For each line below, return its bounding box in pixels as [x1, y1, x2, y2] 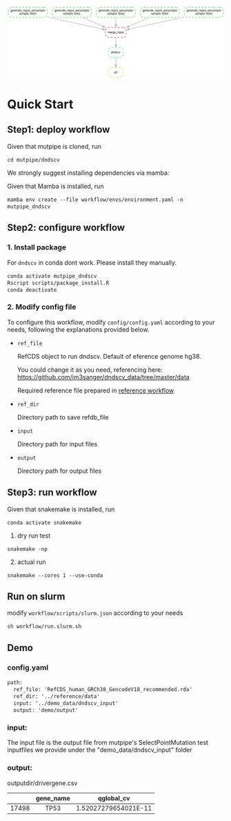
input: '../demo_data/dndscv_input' [13, 700, 119, 707]
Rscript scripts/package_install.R [7, 279, 110, 286]
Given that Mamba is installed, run [7, 182, 104, 190]
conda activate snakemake [7, 519, 81, 526]
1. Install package [7, 243, 67, 252]
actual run [17, 558, 46, 566]
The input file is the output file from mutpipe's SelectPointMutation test [7, 739, 209, 747]
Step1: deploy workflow [7, 124, 110, 135]
